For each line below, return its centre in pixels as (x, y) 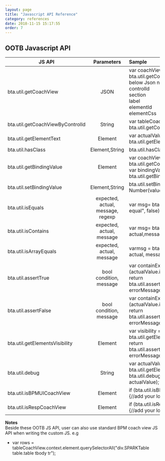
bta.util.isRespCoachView (37, 407)
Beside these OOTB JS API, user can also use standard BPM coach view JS (82, 427)
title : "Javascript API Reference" (41, 14)
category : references (27, 19)
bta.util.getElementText (34, 139)
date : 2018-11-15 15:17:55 (33, 23)
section (137, 95)
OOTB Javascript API (38, 48)
